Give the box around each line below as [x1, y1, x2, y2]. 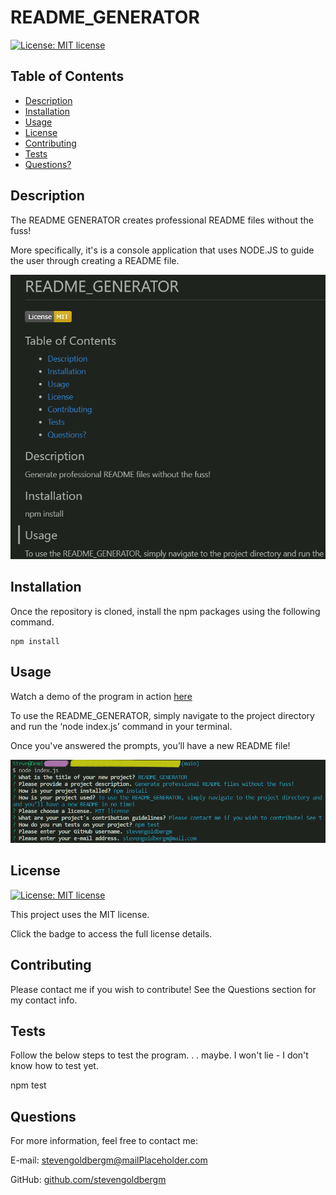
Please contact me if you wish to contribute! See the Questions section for [10, 983, 317, 995]
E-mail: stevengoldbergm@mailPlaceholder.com [10, 1154, 208, 1166]
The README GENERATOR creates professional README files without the [10, 214, 314, 226]
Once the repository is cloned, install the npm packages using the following [10, 605, 321, 617]
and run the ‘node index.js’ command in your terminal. [10, 720, 233, 732]
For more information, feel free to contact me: [10, 1135, 198, 1147]
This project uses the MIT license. [10, 908, 150, 920]
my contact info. [10, 994, 78, 1006]
